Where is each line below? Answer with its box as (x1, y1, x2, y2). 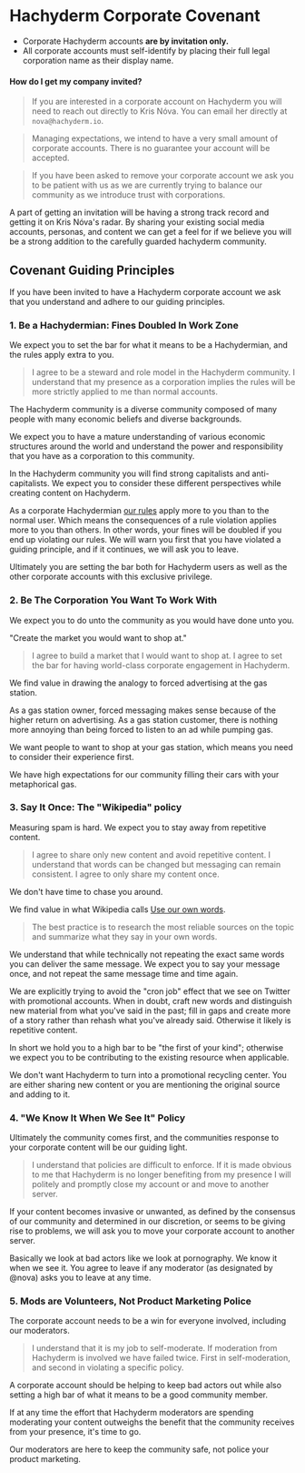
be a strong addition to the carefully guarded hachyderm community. (9, 236, 267, 247)
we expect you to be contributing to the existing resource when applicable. (9, 1051, 290, 1062)
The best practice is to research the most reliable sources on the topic (31, 921, 295, 932)
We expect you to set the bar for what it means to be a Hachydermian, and (9, 340, 288, 350)
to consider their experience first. (9, 751, 134, 762)
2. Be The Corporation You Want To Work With (9, 594, 218, 606)
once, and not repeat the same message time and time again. (9, 968, 239, 979)
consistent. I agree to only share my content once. (31, 869, 220, 879)
